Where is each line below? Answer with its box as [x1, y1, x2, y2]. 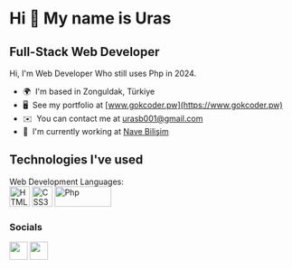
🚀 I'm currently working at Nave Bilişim [22, 126, 169, 136]
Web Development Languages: [9, 176, 125, 187]
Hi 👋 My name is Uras [9, 8, 172, 29]
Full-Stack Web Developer [9, 44, 160, 60]
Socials [9, 220, 42, 233]
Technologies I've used [9, 153, 144, 168]
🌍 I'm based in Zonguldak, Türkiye [22, 86, 155, 97]
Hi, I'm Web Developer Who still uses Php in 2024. [9, 68, 197, 79]
